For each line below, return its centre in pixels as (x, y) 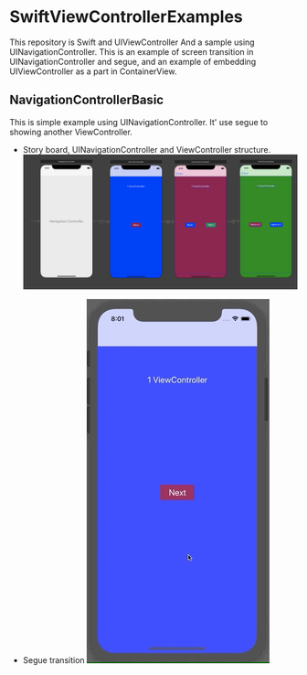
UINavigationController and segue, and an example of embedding (133, 61)
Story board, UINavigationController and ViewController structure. (147, 149)
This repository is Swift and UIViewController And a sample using (132, 42)
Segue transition (53, 659)
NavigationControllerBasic (87, 100)
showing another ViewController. (71, 132)
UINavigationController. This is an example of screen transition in (132, 51)
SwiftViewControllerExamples (127, 17)
